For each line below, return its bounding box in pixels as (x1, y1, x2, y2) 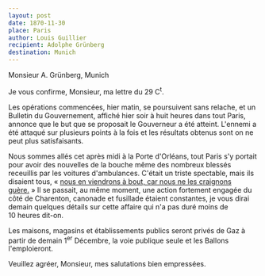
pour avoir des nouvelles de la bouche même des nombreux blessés (8, 159, 232, 169)
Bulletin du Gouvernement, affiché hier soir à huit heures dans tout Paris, (8, 110, 246, 120)
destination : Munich (8, 48, 77, 56)
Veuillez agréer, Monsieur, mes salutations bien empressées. (8, 259, 206, 269)
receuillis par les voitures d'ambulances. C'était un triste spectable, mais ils (8, 168, 255, 178)
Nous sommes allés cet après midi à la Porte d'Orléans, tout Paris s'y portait (8, 151, 257, 161)
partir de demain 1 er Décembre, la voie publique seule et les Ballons (8, 234, 229, 245)
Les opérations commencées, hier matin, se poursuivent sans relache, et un (8, 102, 256, 112)
